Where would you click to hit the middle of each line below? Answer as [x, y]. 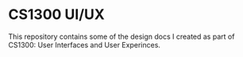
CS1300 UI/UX [56, 15]
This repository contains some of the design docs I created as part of [121, 36]
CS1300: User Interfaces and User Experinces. [85, 44]
